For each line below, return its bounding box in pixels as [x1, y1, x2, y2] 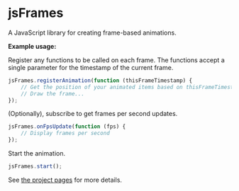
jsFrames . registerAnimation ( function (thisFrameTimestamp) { [8, 76, 193, 84]
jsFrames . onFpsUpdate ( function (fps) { [8, 123, 126, 130]
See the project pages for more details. [8, 175, 123, 184]
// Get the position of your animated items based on [21, 83, 183, 91]
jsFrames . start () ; [8, 163, 62, 170]
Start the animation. [8, 149, 66, 158]
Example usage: [8, 42, 57, 50]
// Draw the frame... [21, 90, 84, 97]
